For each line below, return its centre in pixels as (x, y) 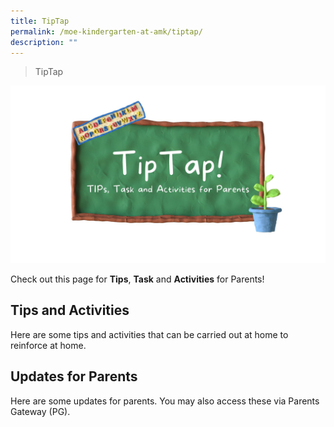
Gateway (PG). (40, 411)
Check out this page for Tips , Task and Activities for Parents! (137, 279)
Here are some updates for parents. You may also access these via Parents (165, 401)
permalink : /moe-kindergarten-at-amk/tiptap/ (106, 31)
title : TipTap (40, 21)
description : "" (44, 42)
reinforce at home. (48, 345)
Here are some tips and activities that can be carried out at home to (149, 334)
